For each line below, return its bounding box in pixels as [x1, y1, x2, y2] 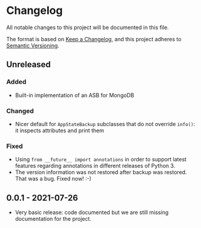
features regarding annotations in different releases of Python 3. [15, 162, 176, 170]
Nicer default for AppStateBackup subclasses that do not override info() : [15, 120, 196, 127]
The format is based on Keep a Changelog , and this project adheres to [6, 35, 182, 42]
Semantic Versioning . [6, 42, 59, 49]
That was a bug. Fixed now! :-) [15, 175, 92, 183]
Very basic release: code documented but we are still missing [15, 209, 169, 216]
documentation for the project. [15, 215, 92, 223]
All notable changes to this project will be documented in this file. [6, 24, 170, 31]
